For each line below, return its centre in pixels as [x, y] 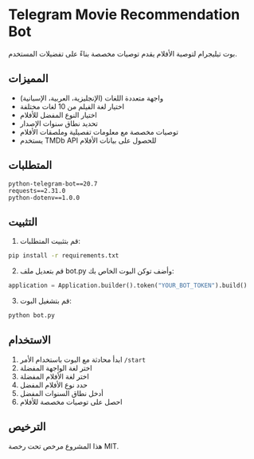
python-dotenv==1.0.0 [44, 198]
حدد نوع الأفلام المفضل [53, 385]
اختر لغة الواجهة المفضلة [56, 367]
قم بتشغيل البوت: [45, 301]
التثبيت [23, 222]
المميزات [29, 78]
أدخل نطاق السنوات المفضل [61, 393]
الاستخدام [30, 340]
